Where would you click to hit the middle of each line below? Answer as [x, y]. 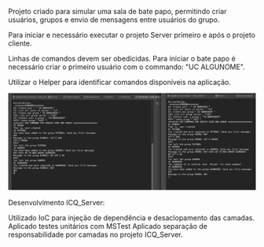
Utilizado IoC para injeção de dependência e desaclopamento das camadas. [132, 218]
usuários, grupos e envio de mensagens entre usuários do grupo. [114, 20]
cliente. [20, 43]
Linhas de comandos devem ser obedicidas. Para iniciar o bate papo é [122, 59]
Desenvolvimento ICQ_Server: [57, 203]
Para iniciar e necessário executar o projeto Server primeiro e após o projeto [132, 35]
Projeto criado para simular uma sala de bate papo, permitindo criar [117, 11]
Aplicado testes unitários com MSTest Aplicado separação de [108, 227]
